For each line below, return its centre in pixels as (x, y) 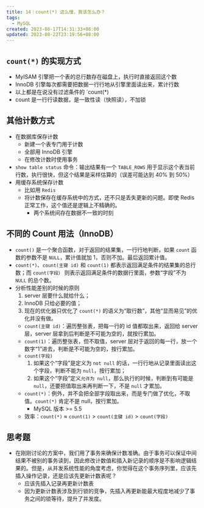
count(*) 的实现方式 (44, 61)
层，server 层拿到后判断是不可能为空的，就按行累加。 (92, 334)
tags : (13, 18)
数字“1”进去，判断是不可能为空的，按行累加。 (81, 349)
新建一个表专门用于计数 (54, 144)
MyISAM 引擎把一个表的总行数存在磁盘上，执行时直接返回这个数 (96, 76)
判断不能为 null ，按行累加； (90, 370)
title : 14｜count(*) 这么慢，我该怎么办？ (56, 12)
